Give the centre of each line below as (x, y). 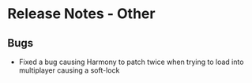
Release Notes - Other (81, 14)
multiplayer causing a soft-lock (69, 70)
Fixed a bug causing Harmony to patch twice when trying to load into (131, 62)
